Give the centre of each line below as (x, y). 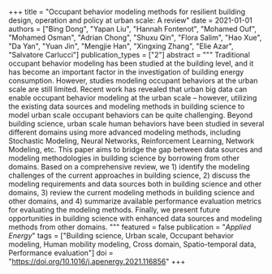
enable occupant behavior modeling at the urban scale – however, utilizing (133, 98)
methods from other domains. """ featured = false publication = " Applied (130, 227)
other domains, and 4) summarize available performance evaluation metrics (135, 201)
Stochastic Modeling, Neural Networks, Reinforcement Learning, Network (132, 141)
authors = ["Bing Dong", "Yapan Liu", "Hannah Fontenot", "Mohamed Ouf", (133, 29)
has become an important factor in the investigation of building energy (126, 72)
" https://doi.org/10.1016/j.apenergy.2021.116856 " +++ (97, 261)
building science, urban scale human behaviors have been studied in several (136, 124)
